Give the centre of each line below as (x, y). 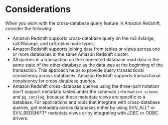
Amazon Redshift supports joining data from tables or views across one (86, 49)
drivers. (20, 118)
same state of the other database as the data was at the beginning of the (88, 65)
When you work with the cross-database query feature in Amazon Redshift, (83, 23)
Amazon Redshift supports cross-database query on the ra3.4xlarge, (83, 38)
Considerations (38, 9)
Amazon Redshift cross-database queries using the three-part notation (86, 86)
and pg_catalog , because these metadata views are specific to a (79, 97)
